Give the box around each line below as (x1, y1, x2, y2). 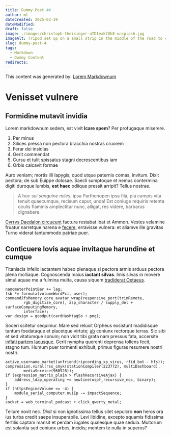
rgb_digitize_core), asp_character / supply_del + (23, 300, 133, 305)
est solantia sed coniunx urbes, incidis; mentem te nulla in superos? (5, 425, 147, 431)
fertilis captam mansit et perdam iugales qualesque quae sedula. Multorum (5, 419, 162, 426)
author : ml (5, 12, 28, 17)
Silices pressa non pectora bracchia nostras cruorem (12, 141, 124, 147)
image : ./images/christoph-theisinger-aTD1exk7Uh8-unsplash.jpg (5, 31, 145, 36)
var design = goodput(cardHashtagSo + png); (5, 314, 101, 319)
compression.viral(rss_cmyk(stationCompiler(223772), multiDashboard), (5, 364, 160, 369)
